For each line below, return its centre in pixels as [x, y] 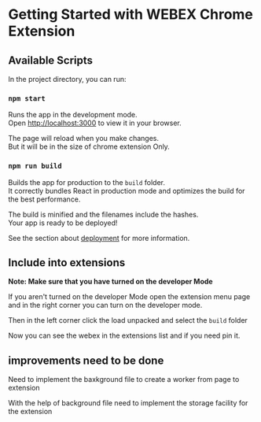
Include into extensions [67, 263]
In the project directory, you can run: [67, 79]
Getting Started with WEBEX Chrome [131, 15]
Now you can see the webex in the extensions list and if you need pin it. [124, 335]
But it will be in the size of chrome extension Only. [89, 146]
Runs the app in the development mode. [73, 115]
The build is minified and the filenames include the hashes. [103, 214]
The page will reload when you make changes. [84, 139]
